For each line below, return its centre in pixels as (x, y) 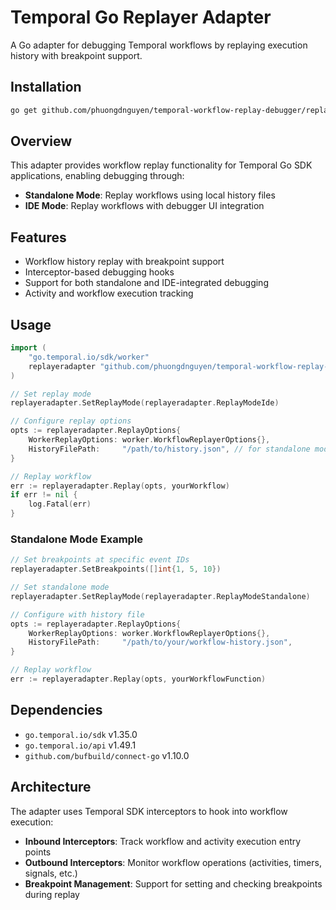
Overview (41, 141)
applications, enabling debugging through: (97, 176)
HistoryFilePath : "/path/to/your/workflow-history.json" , (160, 642)
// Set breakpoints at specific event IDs (100, 560)
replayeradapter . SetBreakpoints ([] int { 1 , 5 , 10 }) (116, 569)
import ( (28, 348)
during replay (52, 894)
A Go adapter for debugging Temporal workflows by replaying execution (159, 45)
